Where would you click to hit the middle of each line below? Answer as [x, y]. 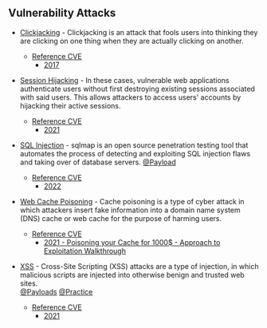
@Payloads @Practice [56, 291]
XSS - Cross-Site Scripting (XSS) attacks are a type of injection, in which [139, 266]
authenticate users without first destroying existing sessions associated [137, 89]
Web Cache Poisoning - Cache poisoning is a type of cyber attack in [132, 201]
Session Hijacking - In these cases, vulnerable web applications [124, 80]
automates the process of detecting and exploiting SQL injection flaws [135, 153]
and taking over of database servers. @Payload [98, 162]
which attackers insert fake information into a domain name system [130, 210]
